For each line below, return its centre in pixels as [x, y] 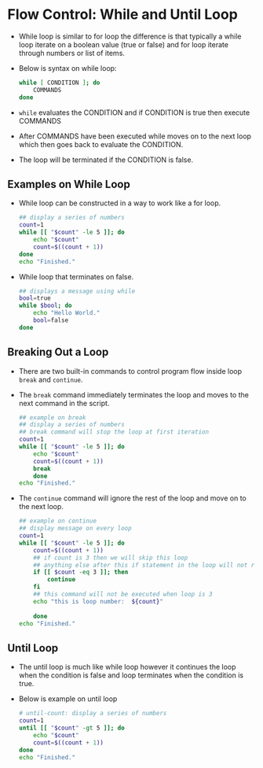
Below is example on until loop [68, 699]
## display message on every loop [75, 529]
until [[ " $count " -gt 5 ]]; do [71, 728]
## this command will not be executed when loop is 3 [123, 594]
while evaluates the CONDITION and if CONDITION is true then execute [134, 113]
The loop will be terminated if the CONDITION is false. [106, 160]
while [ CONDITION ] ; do [59, 83]
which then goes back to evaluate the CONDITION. [101, 144]
